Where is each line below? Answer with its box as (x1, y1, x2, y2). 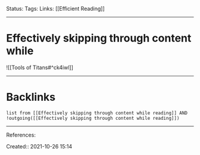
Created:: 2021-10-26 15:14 (6, 142, 73, 150)
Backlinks (6, 91, 56, 104)
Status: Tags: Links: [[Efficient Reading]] (6, 5, 105, 12)
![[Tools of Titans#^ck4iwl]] (6, 64, 73, 71)
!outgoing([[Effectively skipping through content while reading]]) (6, 115, 180, 121)
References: (6, 131, 36, 138)
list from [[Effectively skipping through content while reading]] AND (6, 110, 187, 116)
